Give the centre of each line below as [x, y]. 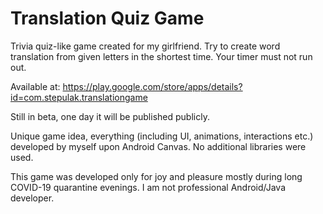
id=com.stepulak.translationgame [79, 97]
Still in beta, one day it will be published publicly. [110, 116]
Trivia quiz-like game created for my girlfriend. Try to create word [145, 46]
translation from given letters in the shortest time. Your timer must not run [161, 56]
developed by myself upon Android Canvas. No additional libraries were [158, 146]
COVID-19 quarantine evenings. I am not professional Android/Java [148, 187]
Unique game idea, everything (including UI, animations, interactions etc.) [162, 136]
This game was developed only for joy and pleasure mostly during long [156, 176]
